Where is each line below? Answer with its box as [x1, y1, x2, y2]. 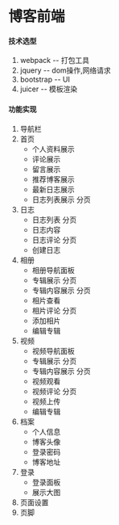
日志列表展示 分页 [31, 195, 91, 204]
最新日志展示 [31, 184, 75, 194]
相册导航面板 [31, 265, 75, 275]
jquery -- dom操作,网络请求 [19, 65, 111, 75]
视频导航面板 [31, 346, 75, 355]
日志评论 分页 [31, 235, 77, 245]
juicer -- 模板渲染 [19, 84, 78, 94]
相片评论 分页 [31, 305, 77, 315]
